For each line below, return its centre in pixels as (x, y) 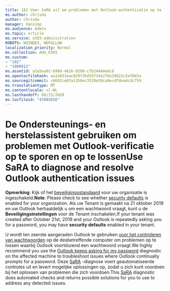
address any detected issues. (36, 283)
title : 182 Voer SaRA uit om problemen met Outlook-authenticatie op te (83, 10)
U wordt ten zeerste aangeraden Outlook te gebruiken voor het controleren (83, 235)
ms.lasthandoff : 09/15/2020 (35, 95)
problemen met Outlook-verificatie (80, 146)
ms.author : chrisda (26, 15)
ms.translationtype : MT (30, 85)
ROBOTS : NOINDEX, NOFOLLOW (34, 43)
